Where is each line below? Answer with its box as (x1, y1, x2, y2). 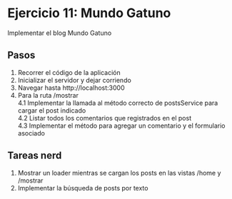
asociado (17, 128, 45, 137)
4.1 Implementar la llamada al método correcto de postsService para (17, 98, 218, 107)
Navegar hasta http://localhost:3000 (17, 83, 125, 92)
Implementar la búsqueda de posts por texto (17, 183, 148, 192)
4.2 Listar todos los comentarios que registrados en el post (17, 113, 191, 122)
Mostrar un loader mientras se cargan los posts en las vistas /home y (17, 168, 221, 177)
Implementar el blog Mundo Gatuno (7, 29, 112, 37)
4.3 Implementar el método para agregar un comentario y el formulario (17, 121, 226, 130)
